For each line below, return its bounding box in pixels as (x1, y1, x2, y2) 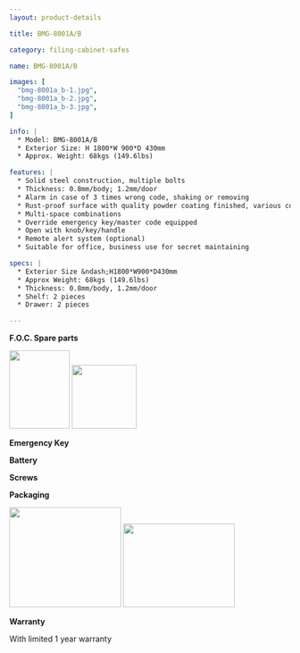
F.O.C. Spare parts (9, 332, 79, 344)
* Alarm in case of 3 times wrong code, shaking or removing (17, 193, 250, 202)
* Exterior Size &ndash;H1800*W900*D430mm (17, 267, 178, 276)
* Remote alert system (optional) (17, 234, 146, 244)
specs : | (9, 259, 42, 268)
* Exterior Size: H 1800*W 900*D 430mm (17, 144, 166, 153)
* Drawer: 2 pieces (17, 300, 90, 309)
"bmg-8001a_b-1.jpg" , (17, 86, 98, 95)
